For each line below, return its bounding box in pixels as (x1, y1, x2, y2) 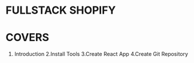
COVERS (5, 31, 49, 45)
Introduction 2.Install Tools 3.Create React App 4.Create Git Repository (14, 51, 189, 58)
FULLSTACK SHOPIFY (5, 4, 116, 17)
